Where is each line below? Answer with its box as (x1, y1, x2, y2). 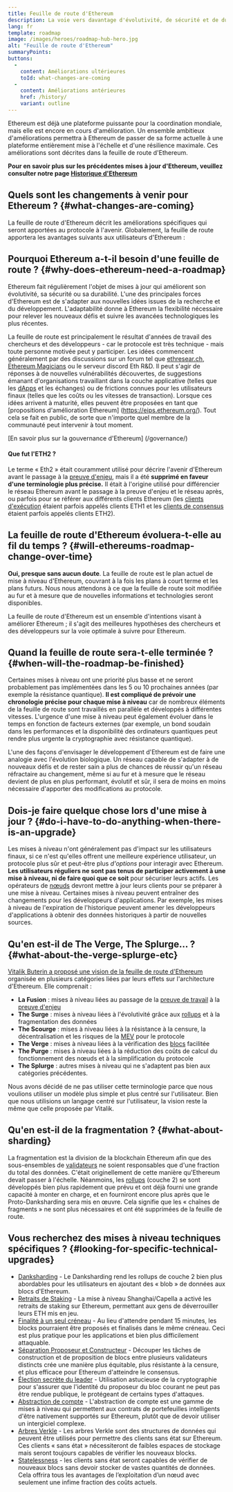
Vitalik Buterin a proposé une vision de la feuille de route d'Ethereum (8, 967, 203, 976)
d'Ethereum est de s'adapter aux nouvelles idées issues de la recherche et (8, 297, 221, 305)
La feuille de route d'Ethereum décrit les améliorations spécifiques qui (8, 218, 207, 227)
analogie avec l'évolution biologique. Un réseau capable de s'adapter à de (8, 755, 219, 764)
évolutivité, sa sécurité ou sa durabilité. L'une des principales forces (8, 290, 201, 298)
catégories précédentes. (17, 1069, 88, 1077)
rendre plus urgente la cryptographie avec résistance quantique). (8, 734, 194, 743)
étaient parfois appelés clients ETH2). (8, 509, 115, 517)
